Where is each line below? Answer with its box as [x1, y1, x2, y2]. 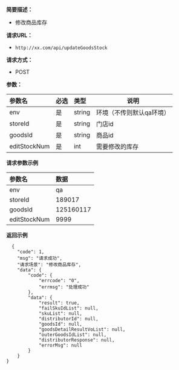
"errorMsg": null [38, 342, 83, 348]
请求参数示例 [6, 159, 38, 166]
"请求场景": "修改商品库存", [17, 262, 82, 268]
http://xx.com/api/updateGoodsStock [15, 45, 108, 51]
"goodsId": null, [38, 321, 83, 327]
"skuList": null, [38, 311, 83, 317]
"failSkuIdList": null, [38, 305, 99, 311]
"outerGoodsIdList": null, [38, 332, 107, 338]
